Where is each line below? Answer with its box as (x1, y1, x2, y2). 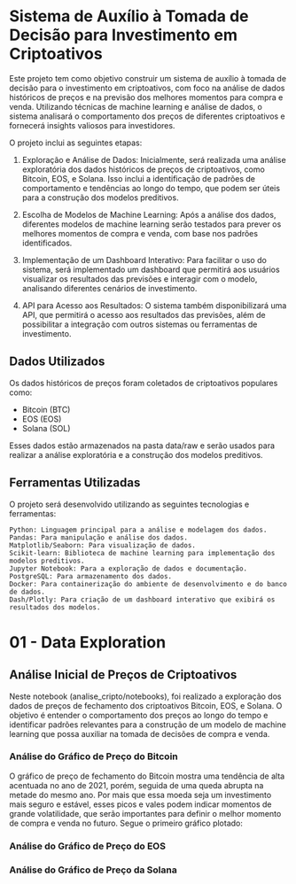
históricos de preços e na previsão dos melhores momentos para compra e (9, 91, 284, 103)
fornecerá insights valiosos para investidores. (9, 120, 175, 130)
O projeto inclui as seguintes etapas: (9, 137, 143, 148)
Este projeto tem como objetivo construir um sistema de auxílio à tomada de (9, 73, 286, 83)
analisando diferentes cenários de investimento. (21, 283, 198, 293)
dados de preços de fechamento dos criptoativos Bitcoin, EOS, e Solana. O (9, 700, 283, 710)
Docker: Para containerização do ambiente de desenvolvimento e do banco (9, 579, 288, 588)
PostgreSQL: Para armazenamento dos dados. (9, 571, 173, 581)
